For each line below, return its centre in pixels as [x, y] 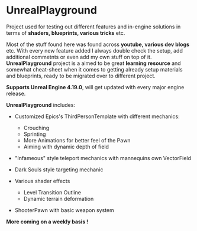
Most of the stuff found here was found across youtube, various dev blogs [98, 44]
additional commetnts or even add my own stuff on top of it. [79, 57]
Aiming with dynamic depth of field [66, 147]
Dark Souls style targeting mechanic [59, 170]
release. [16, 93]
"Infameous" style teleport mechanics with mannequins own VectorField [103, 158]
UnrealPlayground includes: [41, 105]
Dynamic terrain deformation [59, 199]
